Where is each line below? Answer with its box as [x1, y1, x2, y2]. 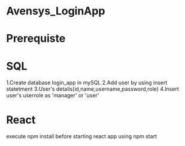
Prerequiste [6, 32, 66, 46]
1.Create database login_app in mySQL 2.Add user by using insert [6, 79, 168, 87]
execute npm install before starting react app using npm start [6, 133, 157, 140]
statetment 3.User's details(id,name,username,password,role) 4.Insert [6, 85, 180, 93]
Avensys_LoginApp [6, 4, 105, 18]
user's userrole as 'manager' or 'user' [6, 92, 99, 99]
